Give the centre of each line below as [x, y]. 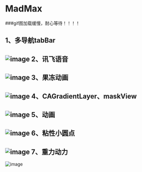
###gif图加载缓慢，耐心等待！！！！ [43, 23]
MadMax [24, 9]
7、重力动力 [50, 152]
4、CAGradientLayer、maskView [84, 96]
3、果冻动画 [50, 78]
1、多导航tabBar [30, 40]
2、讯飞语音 [50, 59]
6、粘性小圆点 [53, 133]
